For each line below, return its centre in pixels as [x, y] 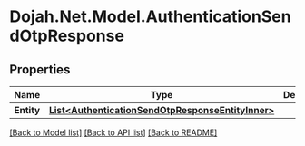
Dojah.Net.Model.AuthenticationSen [151, 17]
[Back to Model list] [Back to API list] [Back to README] [113, 132]
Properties [40, 69]
